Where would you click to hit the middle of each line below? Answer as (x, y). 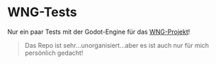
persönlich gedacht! (54, 53)
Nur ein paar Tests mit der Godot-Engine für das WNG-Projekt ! (99, 32)
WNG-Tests (42, 12)
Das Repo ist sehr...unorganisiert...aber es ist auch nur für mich (117, 45)
